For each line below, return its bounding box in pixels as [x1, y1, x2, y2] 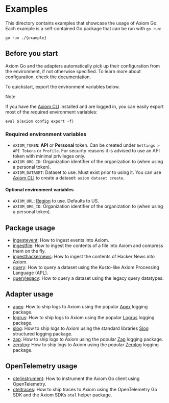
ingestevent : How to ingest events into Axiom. [12, 237, 110, 243]
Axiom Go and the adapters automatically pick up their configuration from [5, 62, 160, 69]
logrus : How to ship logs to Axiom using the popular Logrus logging [12, 314, 155, 320]
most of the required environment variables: [5, 108, 98, 115]
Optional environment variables [5, 186, 74, 192]
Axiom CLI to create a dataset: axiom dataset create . [12, 175, 125, 181]
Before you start [5, 49, 58, 58]
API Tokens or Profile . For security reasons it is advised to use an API [12, 148, 160, 154]
